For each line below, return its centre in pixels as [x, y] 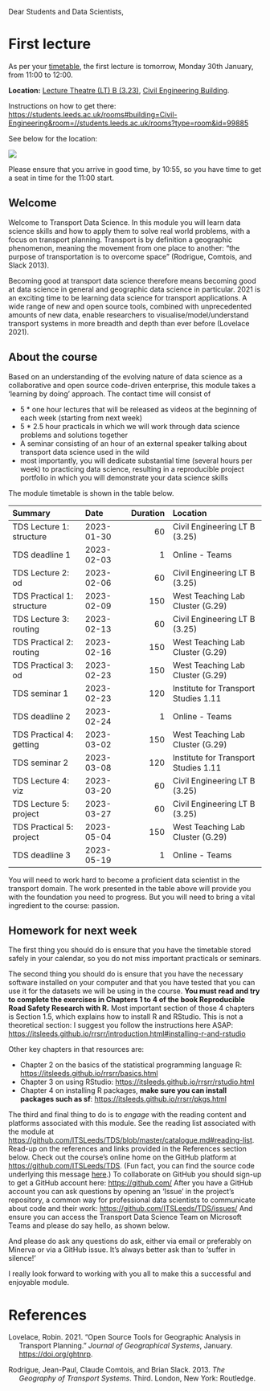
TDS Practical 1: [43, 595]
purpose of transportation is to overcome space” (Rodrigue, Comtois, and [130, 256]
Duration [148, 513]
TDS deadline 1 [41, 554]
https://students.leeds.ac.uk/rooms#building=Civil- [93, 114]
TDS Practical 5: [43, 827]
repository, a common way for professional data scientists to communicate [132, 1200]
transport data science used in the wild [85, 452]
